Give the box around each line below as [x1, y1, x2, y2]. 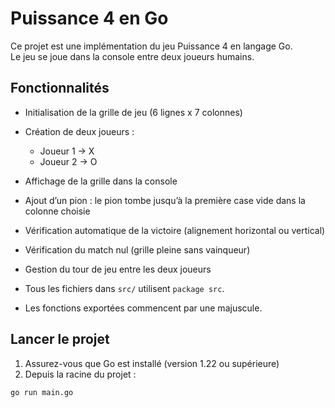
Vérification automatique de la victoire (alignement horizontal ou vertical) [24, 224, 326, 236]
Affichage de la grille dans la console [24, 175, 178, 187]
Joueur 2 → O [39, 155, 98, 167]
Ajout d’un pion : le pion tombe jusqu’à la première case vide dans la [24, 194, 306, 206]
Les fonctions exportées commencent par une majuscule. [24, 302, 263, 314]
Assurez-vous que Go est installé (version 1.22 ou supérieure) [24, 357, 280, 369]
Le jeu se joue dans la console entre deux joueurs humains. [10, 50, 255, 62]
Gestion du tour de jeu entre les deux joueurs [24, 263, 212, 275]
